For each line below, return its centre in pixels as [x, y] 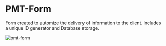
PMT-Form [28, 9]
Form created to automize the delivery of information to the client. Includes [83, 23]
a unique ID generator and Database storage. [52, 28]
